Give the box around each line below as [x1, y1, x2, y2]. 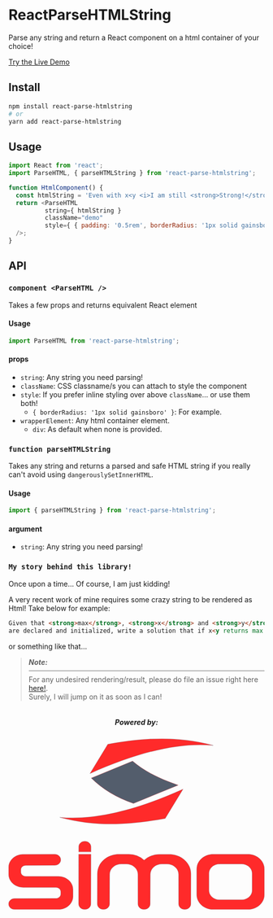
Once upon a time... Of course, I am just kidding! [8, 579, 171, 588]
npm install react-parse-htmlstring [8, 102, 132, 111]
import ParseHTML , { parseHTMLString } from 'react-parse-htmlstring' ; [8, 169, 256, 177]
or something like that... [8, 641, 88, 651]
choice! [8, 41, 34, 50]
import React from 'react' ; [8, 161, 104, 170]
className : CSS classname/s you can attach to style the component [19, 381, 248, 391]
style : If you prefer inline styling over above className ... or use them [19, 389, 250, 400]
